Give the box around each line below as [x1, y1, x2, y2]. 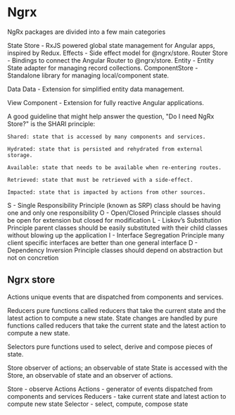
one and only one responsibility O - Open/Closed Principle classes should [7, 209, 222, 217]
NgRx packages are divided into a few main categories [7, 27, 166, 36]
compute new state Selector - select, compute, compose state [7, 399, 189, 408]
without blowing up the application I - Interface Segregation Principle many [7, 230, 225, 240]
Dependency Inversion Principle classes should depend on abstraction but [7, 246, 223, 254]
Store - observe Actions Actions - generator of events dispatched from [7, 385, 213, 393]
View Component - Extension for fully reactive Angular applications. [7, 98, 204, 106]
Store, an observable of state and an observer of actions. [7, 371, 173, 379]
